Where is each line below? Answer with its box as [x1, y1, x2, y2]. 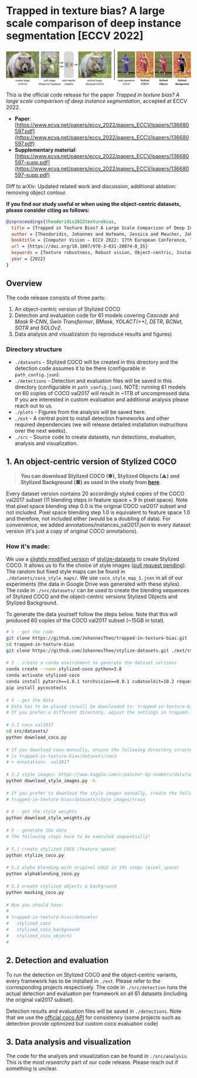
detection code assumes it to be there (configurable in [14, 365, 146, 372]
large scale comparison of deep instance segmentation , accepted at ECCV [6, 97, 188, 104]
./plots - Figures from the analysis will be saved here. [14, 408, 147, 415]
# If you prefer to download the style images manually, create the [6, 790, 177, 796]
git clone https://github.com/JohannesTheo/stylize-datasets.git [6, 648, 169, 653]
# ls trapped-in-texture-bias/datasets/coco [6, 753, 117, 759]
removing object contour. [6, 189, 67, 196]
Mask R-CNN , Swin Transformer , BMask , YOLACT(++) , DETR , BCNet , [14, 318, 184, 325]
